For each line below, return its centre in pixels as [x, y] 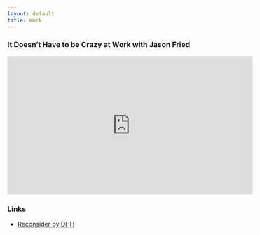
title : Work [25, 20]
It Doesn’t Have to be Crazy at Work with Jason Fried [99, 45]
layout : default [31, 14]
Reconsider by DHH [46, 224]
